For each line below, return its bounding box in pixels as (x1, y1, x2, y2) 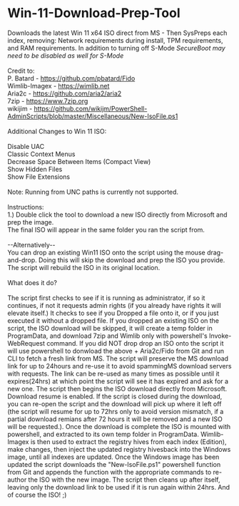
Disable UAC (7, 142, 45, 150)
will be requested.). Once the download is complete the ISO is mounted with (7, 422, 231, 430)
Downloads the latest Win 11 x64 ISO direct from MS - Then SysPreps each (7, 29, 228, 37)
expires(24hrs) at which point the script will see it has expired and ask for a (7, 376, 229, 386)
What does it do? (7, 278, 57, 286)
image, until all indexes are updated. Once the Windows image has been (7, 453, 220, 461)
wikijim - (7, 104, 33, 113)
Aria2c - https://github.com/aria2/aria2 (7, 89, 122, 98)
